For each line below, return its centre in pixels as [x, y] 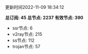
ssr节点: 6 [22, 28]
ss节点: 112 [23, 40]
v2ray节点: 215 [27, 34]
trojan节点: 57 [26, 46]
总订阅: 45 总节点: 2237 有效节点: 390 [44, 18]
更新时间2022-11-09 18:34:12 [35, 7]
